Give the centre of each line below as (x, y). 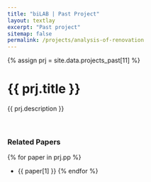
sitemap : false (30, 34)
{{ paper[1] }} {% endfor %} (58, 171)
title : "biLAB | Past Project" (54, 14)
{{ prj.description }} (36, 109)
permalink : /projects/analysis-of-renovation (75, 40)
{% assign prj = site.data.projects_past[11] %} (74, 60)
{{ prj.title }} (44, 89)
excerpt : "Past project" (44, 27)
